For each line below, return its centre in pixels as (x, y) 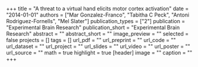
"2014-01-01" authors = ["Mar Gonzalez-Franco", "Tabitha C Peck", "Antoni (98, 15)
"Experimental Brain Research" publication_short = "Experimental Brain (93, 27)
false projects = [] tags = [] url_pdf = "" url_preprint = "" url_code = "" (91, 40)
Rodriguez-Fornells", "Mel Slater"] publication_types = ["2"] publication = (96, 21)
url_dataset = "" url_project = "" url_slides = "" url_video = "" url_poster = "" (98, 46)
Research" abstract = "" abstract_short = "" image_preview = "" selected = (98, 34)
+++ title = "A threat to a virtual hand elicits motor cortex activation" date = (98, 9)
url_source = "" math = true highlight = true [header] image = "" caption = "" (99, 52)
